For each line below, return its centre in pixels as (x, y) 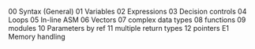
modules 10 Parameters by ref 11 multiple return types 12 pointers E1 (118, 28)
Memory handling (37, 36)
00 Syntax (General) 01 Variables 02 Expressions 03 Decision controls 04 (127, 11)
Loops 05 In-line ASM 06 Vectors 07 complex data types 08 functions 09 (127, 20)
